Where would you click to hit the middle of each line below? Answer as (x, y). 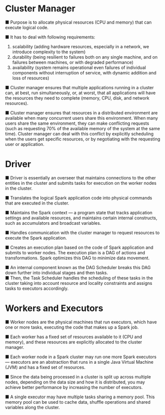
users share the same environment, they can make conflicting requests (77, 123)
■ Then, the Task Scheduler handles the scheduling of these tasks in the (79, 278)
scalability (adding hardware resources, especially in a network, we (81, 46)
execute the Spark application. (36, 238)
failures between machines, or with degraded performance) (73, 62)
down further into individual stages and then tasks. (57, 273)
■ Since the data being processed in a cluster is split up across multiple (78, 377)
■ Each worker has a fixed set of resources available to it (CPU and (74, 337)
